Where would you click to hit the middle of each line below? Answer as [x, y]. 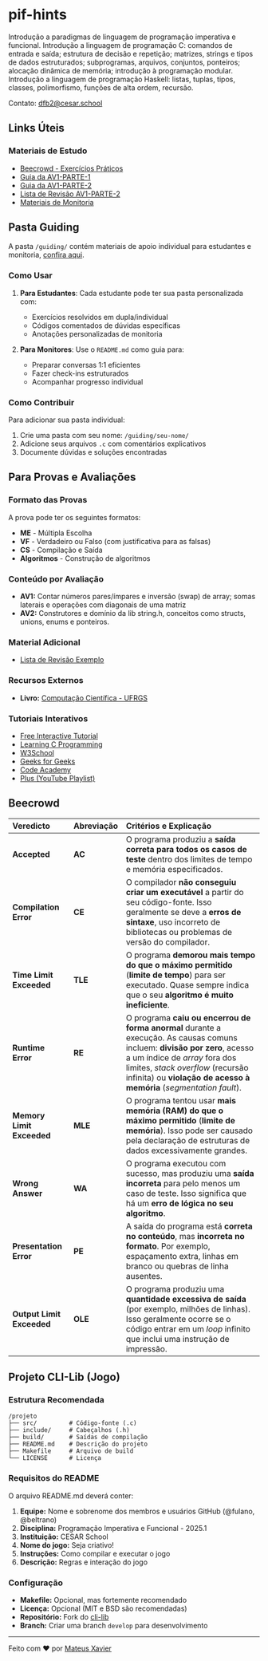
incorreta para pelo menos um [183, 1183]
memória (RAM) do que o [175, 1111]
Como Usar [31, 275]
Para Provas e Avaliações [72, 477]
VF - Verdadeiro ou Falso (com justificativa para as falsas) [115, 541]
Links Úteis [37, 128]
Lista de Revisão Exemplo [62, 660]
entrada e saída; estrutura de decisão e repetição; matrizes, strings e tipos [131, 53]
